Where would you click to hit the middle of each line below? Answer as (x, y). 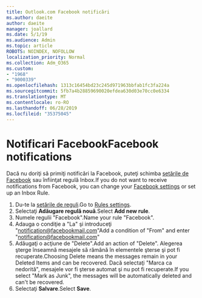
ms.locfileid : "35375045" (39, 114)
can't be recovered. (40, 282)
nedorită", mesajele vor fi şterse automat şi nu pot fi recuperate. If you (102, 269)
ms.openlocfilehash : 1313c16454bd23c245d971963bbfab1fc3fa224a (88, 86)
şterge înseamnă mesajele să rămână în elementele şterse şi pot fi (97, 250)
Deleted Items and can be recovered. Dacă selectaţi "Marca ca (93, 263)
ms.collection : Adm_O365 (38, 63)
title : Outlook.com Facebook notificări (58, 12)
